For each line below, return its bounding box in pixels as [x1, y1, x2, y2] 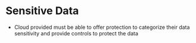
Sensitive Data [5, 4, 79, 18]
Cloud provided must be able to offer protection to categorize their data [14, 24, 190, 31]
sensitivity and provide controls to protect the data [14, 29, 138, 37]
